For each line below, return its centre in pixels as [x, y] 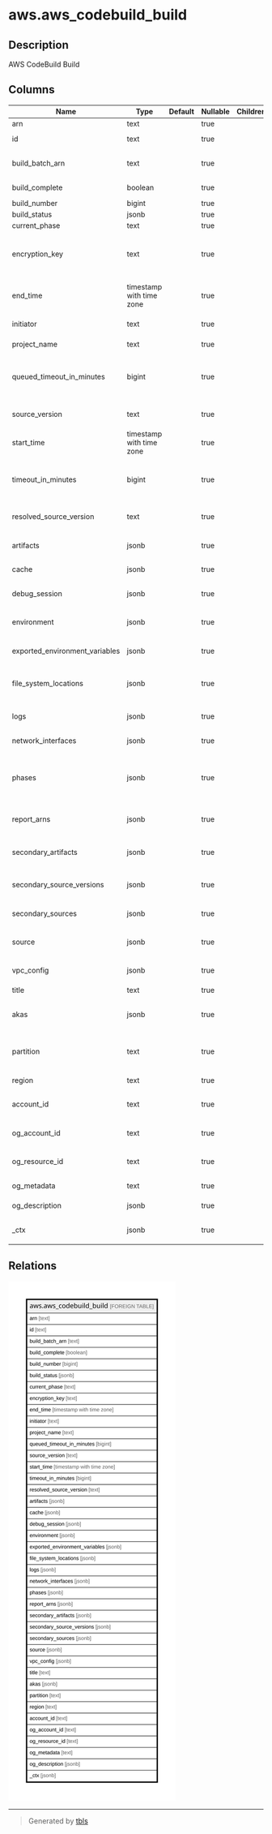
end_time [27, 296]
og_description [37, 1205]
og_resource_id [38, 1161]
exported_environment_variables [66, 651]
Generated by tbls [58, 1821]
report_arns [31, 819]
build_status [32, 214]
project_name [35, 344]
